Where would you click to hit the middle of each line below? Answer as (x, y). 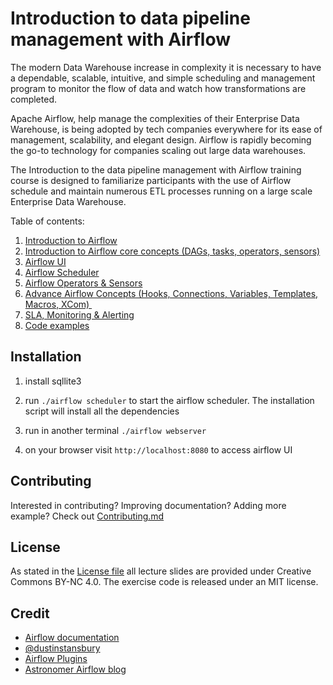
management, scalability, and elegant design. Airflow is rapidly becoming (161, 139)
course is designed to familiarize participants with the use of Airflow (151, 180)
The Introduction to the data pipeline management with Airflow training (156, 169)
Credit (30, 613)
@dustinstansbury (62, 648)
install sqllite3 (53, 381)
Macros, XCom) (57, 304)
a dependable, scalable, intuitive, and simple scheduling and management (163, 78)
